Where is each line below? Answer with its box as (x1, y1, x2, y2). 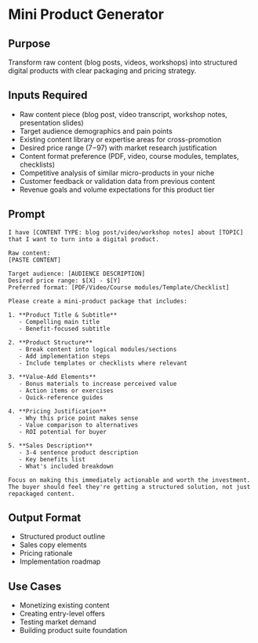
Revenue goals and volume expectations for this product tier (19, 185, 215, 194)
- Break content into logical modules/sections (18, 345, 177, 353)
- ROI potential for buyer (18, 428, 107, 435)
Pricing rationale (19, 549, 73, 558)
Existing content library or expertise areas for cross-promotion (19, 134, 222, 144)
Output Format (8, 511, 82, 524)
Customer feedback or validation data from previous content (19, 176, 216, 186)
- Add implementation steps (18, 352, 111, 360)
